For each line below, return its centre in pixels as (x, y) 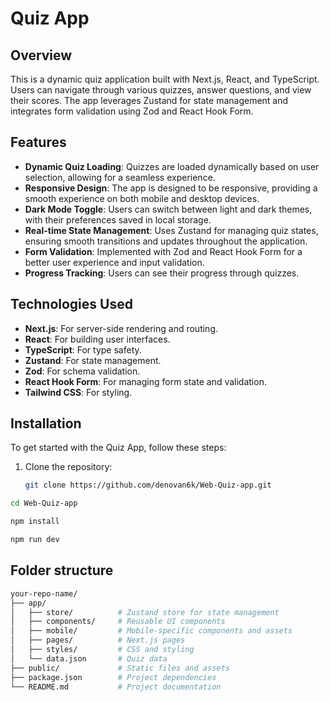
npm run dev (35, 540)
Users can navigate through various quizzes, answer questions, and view (161, 90)
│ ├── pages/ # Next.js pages (98, 640)
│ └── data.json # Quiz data (89, 658)
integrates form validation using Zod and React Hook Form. (132, 111)
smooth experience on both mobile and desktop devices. (142, 198)
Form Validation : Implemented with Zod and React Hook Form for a (163, 251)
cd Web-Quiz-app (44, 503)
